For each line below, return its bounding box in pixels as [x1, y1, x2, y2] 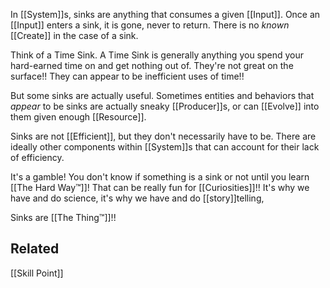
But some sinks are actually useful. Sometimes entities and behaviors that [10, 90, 315, 101]
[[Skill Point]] [10, 267, 64, 279]
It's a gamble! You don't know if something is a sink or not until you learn [10, 171, 310, 183]
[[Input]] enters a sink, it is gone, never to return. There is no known [10, 19, 290, 31]
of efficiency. [10, 152, 65, 163]
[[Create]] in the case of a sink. [10, 30, 139, 41]
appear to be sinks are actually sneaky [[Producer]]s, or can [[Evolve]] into [10, 100, 320, 112]
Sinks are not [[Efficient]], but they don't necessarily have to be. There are [10, 130, 317, 142]
